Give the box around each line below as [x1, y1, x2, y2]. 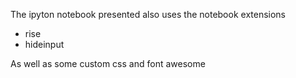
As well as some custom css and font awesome [10, 58, 206, 69]
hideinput [24, 39, 65, 50]
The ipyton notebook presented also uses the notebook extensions [10, 9, 287, 20]
